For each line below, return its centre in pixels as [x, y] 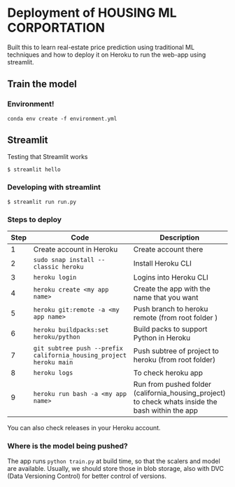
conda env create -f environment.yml [62, 118]
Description [180, 238]
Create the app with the [172, 289]
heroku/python [57, 337]
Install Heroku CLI [163, 263]
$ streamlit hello [34, 170]
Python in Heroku [162, 338]
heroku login [55, 277]
